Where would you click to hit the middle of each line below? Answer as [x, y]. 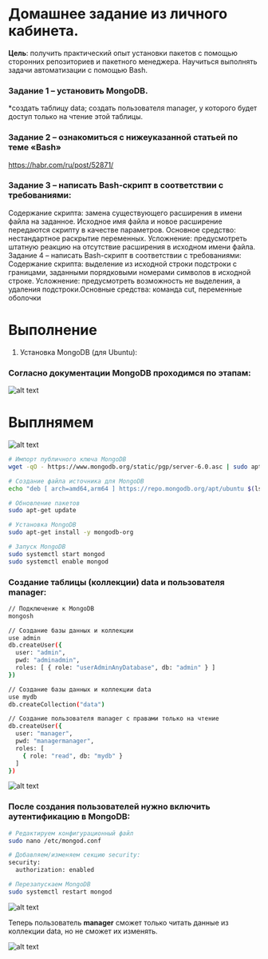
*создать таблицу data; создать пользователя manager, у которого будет [133, 108]
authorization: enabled [55, 870]
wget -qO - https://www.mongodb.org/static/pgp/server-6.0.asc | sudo [128, 467]
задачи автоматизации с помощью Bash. [78, 70]
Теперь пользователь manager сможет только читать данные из [118, 922]
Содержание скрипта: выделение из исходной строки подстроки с [123, 264]
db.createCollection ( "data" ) [57, 704]
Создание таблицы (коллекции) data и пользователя [116, 582]
